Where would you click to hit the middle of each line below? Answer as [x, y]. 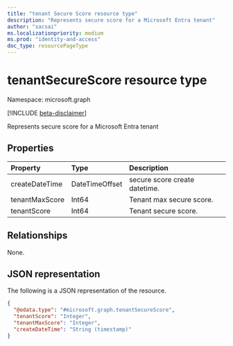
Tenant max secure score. [171, 199]
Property [26, 167]
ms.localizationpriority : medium [55, 33]
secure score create [162, 179]
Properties [31, 148]
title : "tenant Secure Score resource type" [72, 14]
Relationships [37, 236]
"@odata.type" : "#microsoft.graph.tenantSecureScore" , [94, 310]
